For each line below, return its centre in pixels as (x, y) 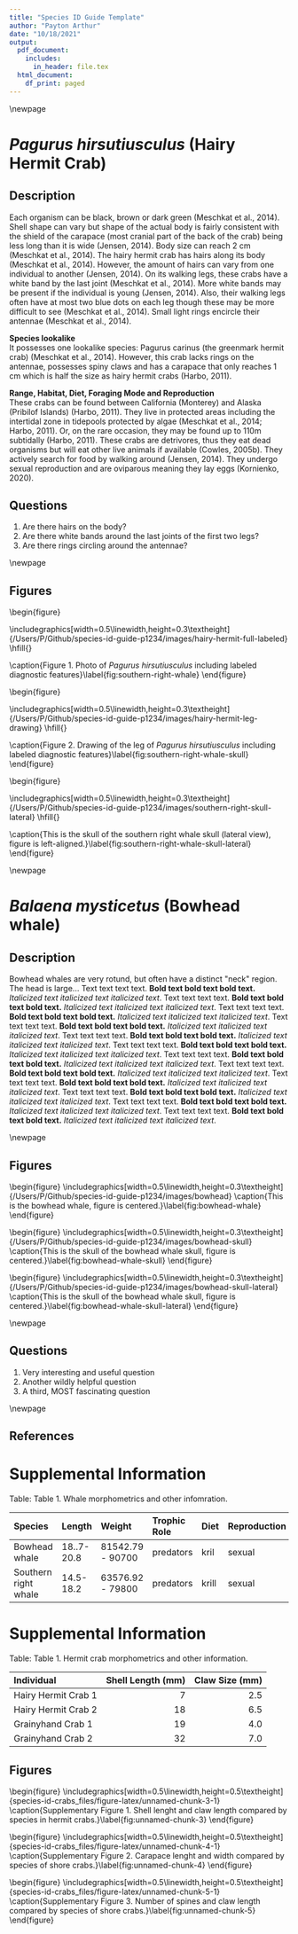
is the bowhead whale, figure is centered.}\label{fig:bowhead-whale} (135, 1206)
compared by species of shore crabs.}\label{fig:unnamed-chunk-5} (133, 1910)
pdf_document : (43, 51)
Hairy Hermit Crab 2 (55, 1710)
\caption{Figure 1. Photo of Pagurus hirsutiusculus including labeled (133, 665)
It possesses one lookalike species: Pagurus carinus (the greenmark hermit (147, 348)
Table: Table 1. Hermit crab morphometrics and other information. (129, 1658)
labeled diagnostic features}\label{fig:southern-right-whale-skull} (129, 755)
